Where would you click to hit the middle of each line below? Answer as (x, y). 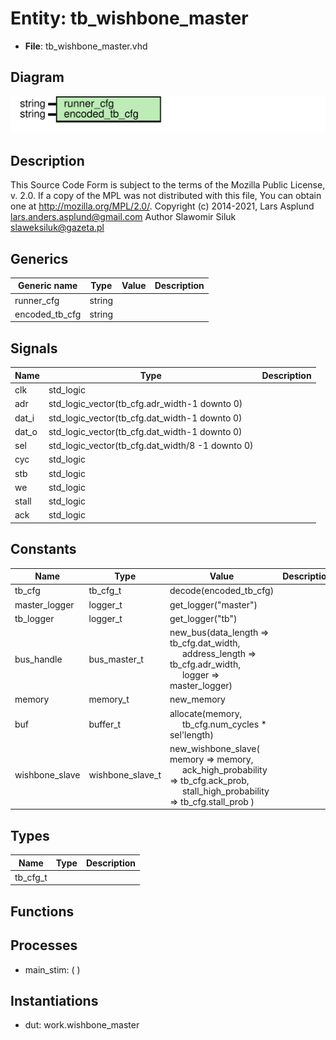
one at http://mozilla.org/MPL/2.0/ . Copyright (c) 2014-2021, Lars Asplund (162, 206)
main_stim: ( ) (52, 969)
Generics (39, 258)
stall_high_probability (225, 791)
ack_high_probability (224, 769)
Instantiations (54, 1000)
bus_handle (38, 659)
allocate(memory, (206, 713)
